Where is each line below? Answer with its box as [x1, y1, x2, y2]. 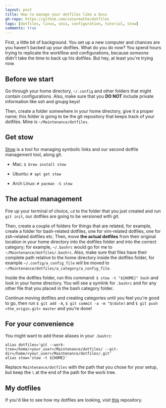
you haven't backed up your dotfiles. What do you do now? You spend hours [5, 45, 162, 51]
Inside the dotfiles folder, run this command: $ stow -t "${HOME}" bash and [5, 274, 159, 280]
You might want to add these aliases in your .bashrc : [5, 333, 112, 339]
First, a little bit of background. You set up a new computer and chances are [5, 39, 160, 45]
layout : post [5, 7, 32, 12]
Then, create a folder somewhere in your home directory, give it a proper [5, 108, 154, 114]
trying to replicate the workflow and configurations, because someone [5, 50, 149, 56]
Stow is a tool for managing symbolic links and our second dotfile [5, 146, 139, 152]
